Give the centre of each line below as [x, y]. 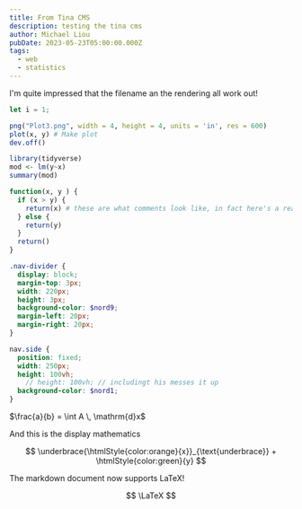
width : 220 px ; [44, 291]
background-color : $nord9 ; [68, 308]
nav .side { [30, 349]
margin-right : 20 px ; [56, 325]
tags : [19, 51]
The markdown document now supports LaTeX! [97, 478]
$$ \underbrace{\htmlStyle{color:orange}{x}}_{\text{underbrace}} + [151, 451]
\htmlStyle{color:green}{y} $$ [151, 461]
